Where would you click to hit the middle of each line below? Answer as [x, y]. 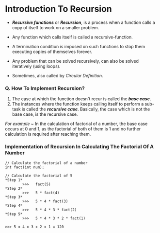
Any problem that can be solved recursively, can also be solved [75, 61]
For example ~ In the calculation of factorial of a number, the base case [76, 124]
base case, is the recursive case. [45, 114]
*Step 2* [14, 188]
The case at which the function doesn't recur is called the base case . [81, 99]
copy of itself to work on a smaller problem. [56, 27]
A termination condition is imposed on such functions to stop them [79, 46]
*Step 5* [14, 214]
